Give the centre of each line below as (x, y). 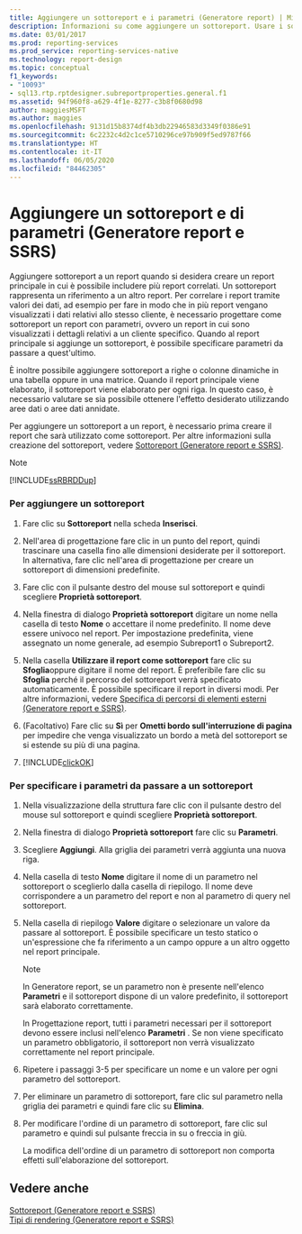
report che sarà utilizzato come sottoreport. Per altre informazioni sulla (140, 436)
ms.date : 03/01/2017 (48, 34)
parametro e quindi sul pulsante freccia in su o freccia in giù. (134, 1133)
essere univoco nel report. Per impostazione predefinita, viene (138, 633)
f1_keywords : (34, 77)
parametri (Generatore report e (127, 232)
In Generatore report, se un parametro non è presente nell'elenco (143, 986)
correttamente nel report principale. (89, 1052)
